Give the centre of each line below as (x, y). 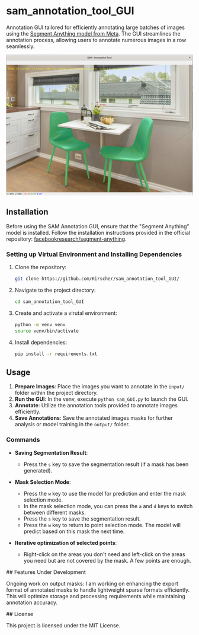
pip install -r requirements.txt (56, 354)
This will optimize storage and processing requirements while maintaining (96, 596)
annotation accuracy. (32, 602)
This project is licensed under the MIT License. (63, 625)
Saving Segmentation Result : (51, 452)
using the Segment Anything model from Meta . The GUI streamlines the (93, 33)
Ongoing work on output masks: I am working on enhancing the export (92, 583)
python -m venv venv (40, 324)
